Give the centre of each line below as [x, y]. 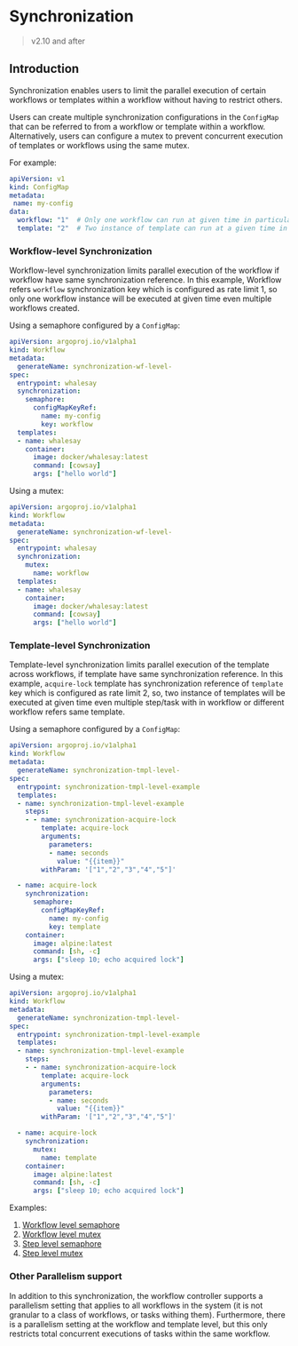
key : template [74, 927]
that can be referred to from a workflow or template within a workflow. [137, 126]
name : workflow [61, 573]
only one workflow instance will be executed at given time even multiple [141, 299]
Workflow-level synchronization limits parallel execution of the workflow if [144, 271]
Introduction [44, 69]
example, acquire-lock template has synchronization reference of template [146, 684]
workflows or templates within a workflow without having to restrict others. [146, 100]
